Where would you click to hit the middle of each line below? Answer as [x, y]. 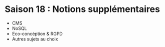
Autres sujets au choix [35, 39]
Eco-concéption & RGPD [37, 33]
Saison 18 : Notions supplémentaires [82, 9]
